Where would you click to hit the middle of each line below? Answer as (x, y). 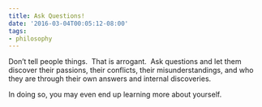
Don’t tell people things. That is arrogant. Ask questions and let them (125, 62)
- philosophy (30, 39)
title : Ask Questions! (47, 16)
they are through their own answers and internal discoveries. (110, 79)
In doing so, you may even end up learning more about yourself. (115, 95)
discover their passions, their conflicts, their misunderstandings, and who (131, 71)
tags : (17, 31)
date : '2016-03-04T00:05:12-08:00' (69, 24)
